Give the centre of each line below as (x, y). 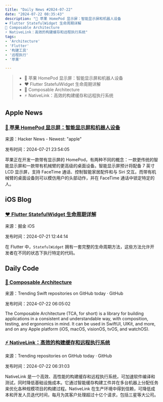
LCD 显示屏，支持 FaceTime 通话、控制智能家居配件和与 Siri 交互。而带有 (79, 172)
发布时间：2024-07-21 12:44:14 (36, 236)
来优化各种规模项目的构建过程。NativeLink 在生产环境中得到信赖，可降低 (78, 388)
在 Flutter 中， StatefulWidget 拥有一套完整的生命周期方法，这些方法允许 (78, 247)
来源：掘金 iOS (20, 226)
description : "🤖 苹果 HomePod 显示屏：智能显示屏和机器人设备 (63, 19)
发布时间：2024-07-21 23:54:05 (37, 149)
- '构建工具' (17, 50)
